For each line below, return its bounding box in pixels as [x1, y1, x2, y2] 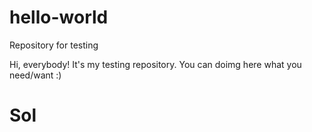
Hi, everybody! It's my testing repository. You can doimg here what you [9, 58, 302, 70]
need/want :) [9, 69, 62, 81]
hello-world [9, 6, 109, 29]
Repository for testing [9, 39, 99, 51]
